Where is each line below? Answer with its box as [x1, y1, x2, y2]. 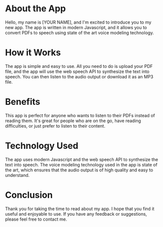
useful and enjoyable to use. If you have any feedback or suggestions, [5, 211, 147, 217]
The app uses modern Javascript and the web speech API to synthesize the [5, 156, 159, 162]
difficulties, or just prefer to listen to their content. [5, 123, 106, 129]
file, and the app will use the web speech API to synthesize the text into [5, 68, 150, 74]
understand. [5, 172, 30, 178]
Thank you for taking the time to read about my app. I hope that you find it [5, 205, 155, 212]
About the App [5, 3, 66, 14]
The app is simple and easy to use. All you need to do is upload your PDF [5, 63, 153, 69]
